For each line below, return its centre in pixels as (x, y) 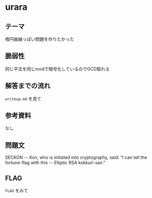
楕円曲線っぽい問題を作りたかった (40, 39)
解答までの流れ (28, 86)
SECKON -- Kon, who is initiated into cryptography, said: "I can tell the (76, 157)
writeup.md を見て (23, 99)
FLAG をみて (17, 191)
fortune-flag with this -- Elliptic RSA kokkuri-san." (55, 163)
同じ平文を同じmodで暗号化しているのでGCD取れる (57, 69)
